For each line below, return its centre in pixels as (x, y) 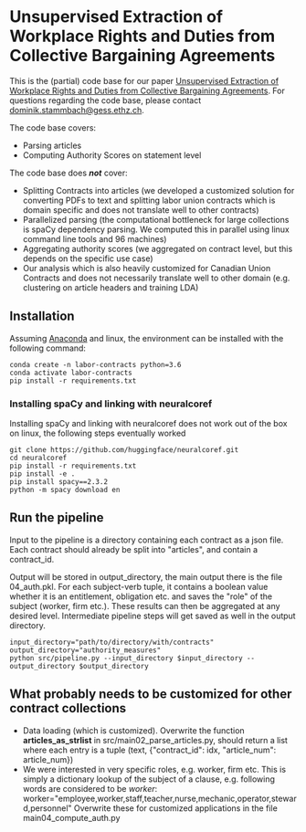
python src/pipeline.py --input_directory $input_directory (127, 658)
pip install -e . (42, 474)
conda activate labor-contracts (71, 373)
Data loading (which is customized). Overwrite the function (133, 730)
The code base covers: (53, 127)
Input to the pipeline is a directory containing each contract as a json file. (147, 540)
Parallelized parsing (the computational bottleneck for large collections (156, 219)
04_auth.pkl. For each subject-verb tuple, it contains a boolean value (139, 586)
